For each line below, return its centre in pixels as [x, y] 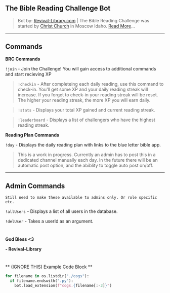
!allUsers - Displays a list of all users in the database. [61, 211]
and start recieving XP [28, 74]
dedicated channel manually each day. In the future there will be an [88, 160]
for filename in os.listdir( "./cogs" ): [47, 276]
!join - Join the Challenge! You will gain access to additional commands [81, 68]
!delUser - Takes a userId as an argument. [49, 221]
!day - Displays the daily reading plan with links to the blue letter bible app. [83, 144]
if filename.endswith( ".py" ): [41, 281]
